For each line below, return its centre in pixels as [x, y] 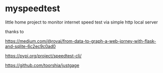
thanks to [14, 31]
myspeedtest [33, 9]
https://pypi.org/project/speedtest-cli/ [43, 56]
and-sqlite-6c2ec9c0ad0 [31, 46]
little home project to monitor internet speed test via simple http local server [81, 22]
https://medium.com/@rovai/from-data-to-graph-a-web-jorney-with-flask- [81, 41]
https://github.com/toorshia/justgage [42, 65]
